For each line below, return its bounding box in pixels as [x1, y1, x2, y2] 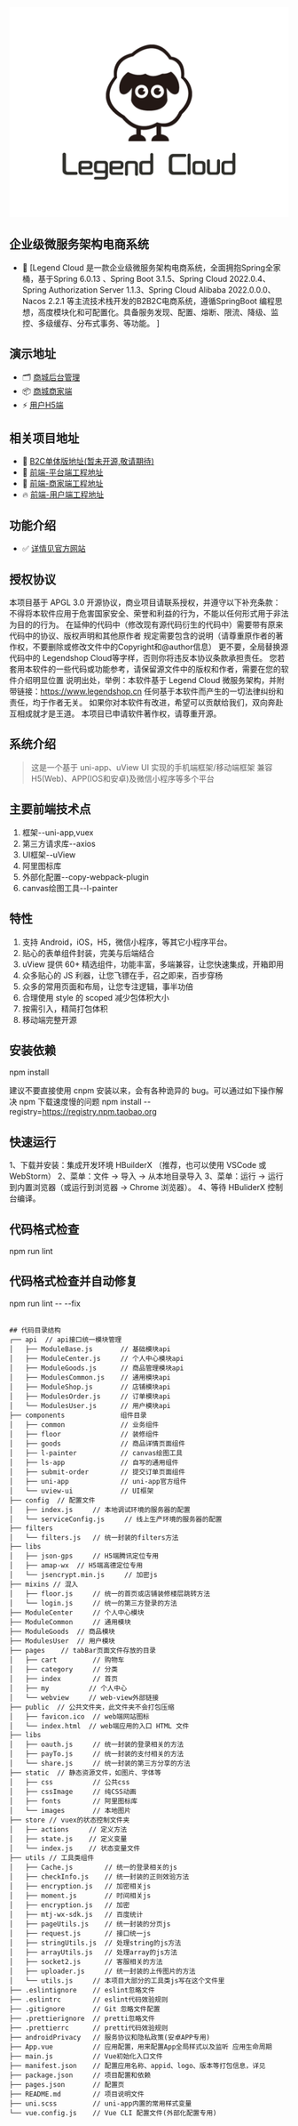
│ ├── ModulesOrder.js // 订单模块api [9, 1391, 171, 1401]
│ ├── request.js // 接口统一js [9, 1929, 152, 1937]
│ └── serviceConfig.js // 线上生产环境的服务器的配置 [9, 1515, 223, 1524]
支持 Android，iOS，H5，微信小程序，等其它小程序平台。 [21, 937, 232, 947]
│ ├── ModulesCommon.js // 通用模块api [9, 1373, 171, 1381]
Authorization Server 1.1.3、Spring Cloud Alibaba [48, 284, 226, 295]
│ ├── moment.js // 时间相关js [9, 1891, 152, 1900]
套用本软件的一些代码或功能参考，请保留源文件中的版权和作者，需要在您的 [9, 664, 281, 674]
